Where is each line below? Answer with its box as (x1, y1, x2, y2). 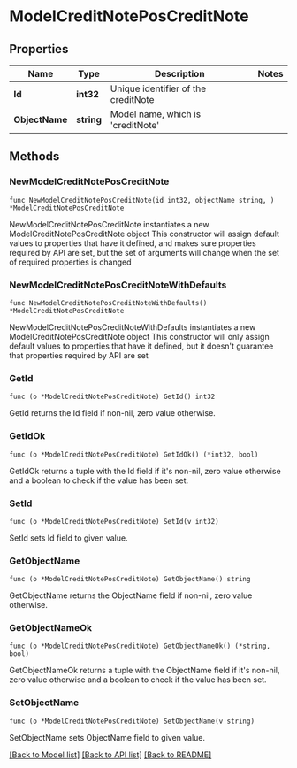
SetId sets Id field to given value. (9, 533, 128, 543)
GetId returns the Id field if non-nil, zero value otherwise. (9, 408, 217, 419)
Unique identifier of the (110, 82, 206, 95)
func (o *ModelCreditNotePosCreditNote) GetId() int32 (9, 392, 216, 402)
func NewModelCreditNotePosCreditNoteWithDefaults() (9, 298, 208, 307)
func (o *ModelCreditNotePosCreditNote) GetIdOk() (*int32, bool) (9, 449, 259, 459)
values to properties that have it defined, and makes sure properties (9, 237, 256, 249)
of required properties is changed (9, 257, 132, 267)
